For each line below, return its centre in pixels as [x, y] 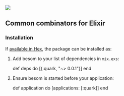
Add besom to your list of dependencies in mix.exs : [66, 59]
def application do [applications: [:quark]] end [60, 88]
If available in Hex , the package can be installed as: [58, 49]
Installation [19, 38]
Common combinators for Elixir [55, 23]
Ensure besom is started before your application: [63, 78]
